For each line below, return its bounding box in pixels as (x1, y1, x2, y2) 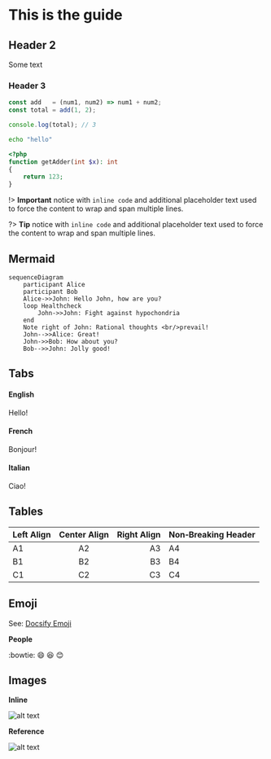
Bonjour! (8, 444, 37, 454)
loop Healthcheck (23, 301, 82, 310)
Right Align (116, 529, 161, 540)
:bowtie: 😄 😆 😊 (8, 650, 64, 660)
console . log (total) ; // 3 (8, 121, 96, 129)
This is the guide (8, 6, 124, 24)
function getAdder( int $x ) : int (8, 157, 118, 166)
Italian (8, 463, 30, 473)
